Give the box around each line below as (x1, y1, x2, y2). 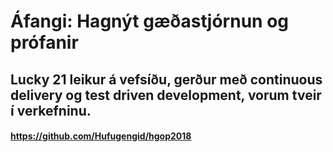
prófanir (10, 31, 79, 54)
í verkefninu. (10, 102, 92, 119)
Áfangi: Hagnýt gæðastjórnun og (10, 10, 290, 33)
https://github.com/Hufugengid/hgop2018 (10, 130, 192, 142)
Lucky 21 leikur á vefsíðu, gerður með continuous (10, 71, 323, 88)
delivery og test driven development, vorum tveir (10, 86, 322, 104)
